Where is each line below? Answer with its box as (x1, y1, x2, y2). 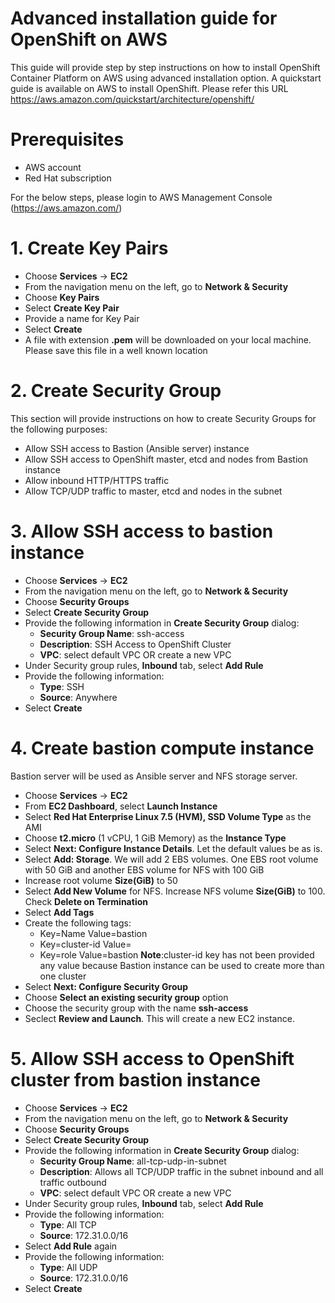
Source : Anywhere (39, 691, 118, 703)
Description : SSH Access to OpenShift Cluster (39, 638, 232, 650)
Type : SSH (39, 680, 85, 692)
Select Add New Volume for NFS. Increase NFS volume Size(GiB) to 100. (24, 885, 326, 897)
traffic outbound (39, 1176, 107, 1188)
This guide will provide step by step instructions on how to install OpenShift (10, 61, 321, 73)
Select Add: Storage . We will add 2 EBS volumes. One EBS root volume (24, 853, 319, 865)
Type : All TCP (39, 1218, 97, 1231)
